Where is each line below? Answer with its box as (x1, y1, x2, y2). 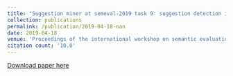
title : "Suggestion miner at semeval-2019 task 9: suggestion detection (7, 10, 222, 17)
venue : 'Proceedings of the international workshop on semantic (7, 36, 197, 43)
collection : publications (7, 17, 82, 23)
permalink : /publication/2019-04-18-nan (7, 23, 126, 30)
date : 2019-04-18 (7, 29, 58, 37)
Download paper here (7, 61, 69, 69)
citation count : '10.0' (7, 42, 76, 49)
